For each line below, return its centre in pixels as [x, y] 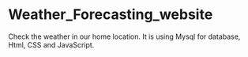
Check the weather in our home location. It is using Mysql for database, [124, 36]
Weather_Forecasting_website [111, 15]
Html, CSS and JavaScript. [51, 44]
